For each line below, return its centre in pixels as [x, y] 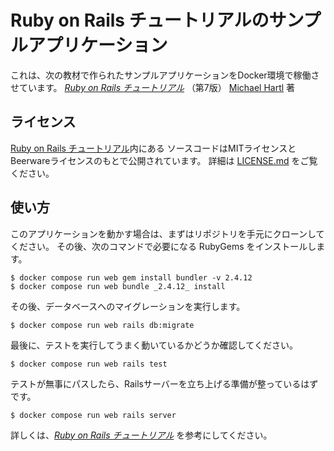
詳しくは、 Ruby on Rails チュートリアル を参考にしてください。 [141, 435]
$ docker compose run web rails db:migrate [102, 325]
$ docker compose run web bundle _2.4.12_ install [118, 286]
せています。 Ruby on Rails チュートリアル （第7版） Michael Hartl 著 [153, 87]
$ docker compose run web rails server [93, 415]
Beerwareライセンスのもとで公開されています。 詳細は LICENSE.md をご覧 [164, 160]
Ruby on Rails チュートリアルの [140, 20]
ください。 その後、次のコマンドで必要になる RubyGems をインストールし [163, 246]
